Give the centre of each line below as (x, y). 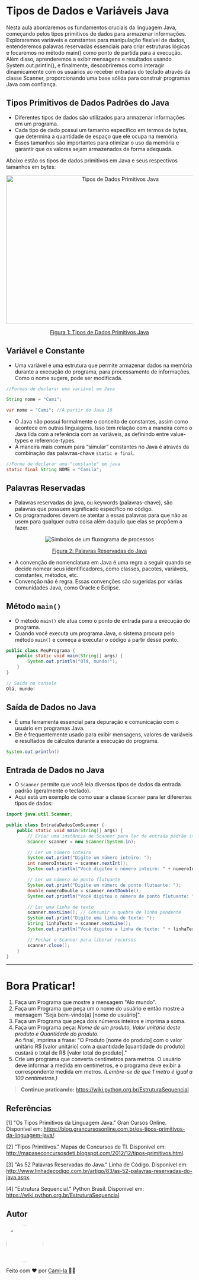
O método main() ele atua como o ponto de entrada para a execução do (102, 620)
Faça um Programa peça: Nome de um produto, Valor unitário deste (97, 1028)
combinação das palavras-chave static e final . (75, 453)
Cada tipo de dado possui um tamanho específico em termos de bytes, (101, 130)
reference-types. (55, 441)
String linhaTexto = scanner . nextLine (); (79, 924)
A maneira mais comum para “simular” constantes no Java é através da (102, 447)
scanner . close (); (49, 945)
